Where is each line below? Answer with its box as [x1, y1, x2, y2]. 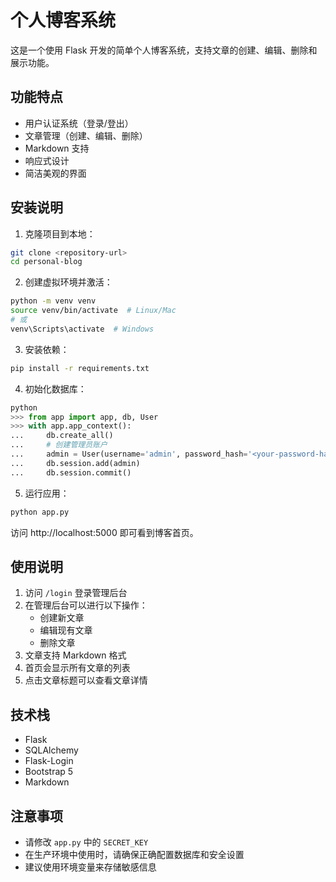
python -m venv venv [10, 296, 97, 306]
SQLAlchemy [24, 744, 79, 756]
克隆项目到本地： [24, 227, 96, 240]
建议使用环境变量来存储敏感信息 [24, 861, 157, 873]
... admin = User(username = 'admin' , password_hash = [10, 449, 248, 460]
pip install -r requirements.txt [10, 363, 150, 373]
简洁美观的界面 [24, 167, 87, 179]
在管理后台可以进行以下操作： [24, 599, 148, 611]
